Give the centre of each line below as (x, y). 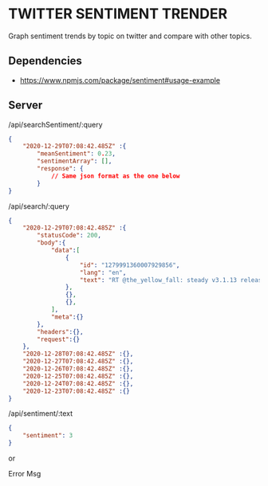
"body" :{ (51, 243)
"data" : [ (65, 251)
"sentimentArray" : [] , (75, 161)
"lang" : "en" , (103, 272)
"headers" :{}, (60, 331)
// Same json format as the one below (115, 176)
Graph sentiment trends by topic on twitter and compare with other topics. (130, 36)
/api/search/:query (39, 206)
